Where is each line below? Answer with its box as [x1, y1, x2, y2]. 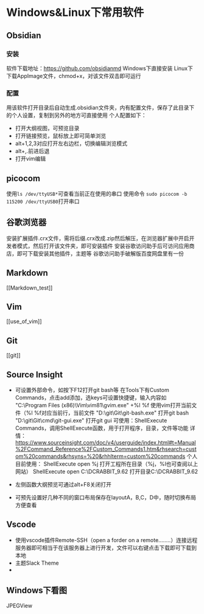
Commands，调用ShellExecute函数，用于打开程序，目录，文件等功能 [15, 424, 189, 432]
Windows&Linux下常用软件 [6, 5, 144, 20]
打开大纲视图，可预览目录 [15, 124, 80, 132]
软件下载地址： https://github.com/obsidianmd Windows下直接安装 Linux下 [6, 65, 194, 72]
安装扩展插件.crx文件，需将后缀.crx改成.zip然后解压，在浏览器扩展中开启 [6, 234, 190, 241]
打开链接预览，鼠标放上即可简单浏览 [15, 132, 107, 140]
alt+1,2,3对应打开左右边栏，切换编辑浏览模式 [15, 140, 128, 147]
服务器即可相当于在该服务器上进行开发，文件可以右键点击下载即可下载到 [15, 544, 197, 551]
